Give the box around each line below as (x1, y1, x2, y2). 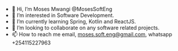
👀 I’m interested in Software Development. (11, 12, 114, 19)
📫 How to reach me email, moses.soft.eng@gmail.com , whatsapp (11, 31, 173, 38)
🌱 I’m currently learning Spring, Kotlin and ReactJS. (11, 18, 137, 25)
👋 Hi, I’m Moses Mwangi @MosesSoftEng (11, 6, 113, 12)
